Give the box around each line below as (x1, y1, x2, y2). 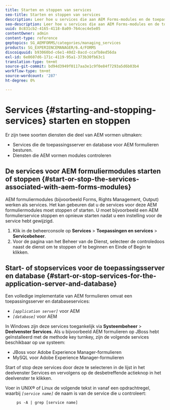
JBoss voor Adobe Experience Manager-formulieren (12, 349, 122, 355)
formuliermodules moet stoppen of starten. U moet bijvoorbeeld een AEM (5, 207, 158, 213)
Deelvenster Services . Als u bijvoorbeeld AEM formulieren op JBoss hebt (5, 329, 159, 335)
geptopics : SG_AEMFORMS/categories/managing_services (5, 40, 121, 46)
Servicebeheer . (12, 233, 47, 239)
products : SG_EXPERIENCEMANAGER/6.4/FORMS (5, 45, 96, 50)
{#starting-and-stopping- (45, 104, 156, 115)
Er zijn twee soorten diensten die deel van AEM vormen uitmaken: (5, 132, 143, 138)
